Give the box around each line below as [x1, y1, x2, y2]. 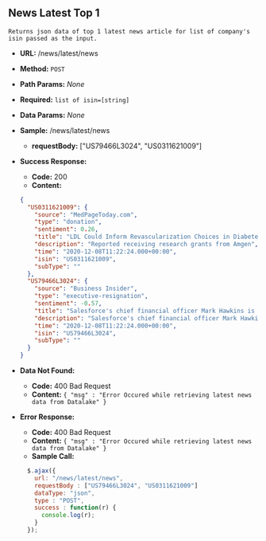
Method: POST [19, 64, 65, 73]
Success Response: [19, 156, 87, 166]
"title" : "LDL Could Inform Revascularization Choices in [34, 233, 230, 241]
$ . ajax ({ [27, 467, 56, 475]
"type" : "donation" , [34, 218, 102, 226]
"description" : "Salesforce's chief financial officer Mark [34, 314, 237, 322]
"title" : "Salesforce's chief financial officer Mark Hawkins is [34, 307, 256, 315]
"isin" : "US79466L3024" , [34, 329, 117, 337]
